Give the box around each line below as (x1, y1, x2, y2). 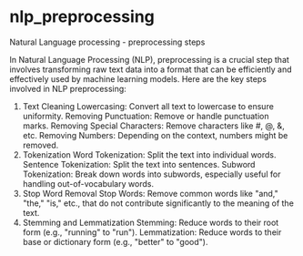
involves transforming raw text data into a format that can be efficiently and (9, 64, 292, 75)
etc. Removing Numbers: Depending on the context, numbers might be (22, 129, 288, 140)
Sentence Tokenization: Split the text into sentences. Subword (22, 159, 256, 169)
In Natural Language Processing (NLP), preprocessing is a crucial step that (9, 54, 289, 65)
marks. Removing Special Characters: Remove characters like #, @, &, (22, 120, 285, 131)
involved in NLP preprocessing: (9, 83, 127, 94)
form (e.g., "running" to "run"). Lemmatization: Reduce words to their (22, 226, 282, 238)
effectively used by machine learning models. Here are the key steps (9, 73, 267, 84)
